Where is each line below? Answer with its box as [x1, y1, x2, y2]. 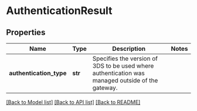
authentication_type [9, 69, 67, 77]
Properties [6, 27, 46, 37]
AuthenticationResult [6, 4, 113, 18]
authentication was [92, 69, 145, 77]
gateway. [92, 84, 118, 92]
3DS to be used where [92, 62, 154, 70]
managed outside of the [92, 77, 158, 84]
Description [112, 45, 145, 53]
